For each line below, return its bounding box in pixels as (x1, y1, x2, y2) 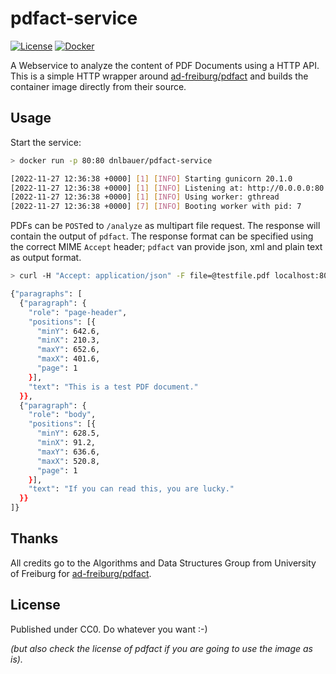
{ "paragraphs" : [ (10, 289, 83, 299)
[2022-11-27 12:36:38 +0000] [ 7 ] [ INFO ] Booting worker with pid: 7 (10, 202, 302, 212)
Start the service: (10, 136, 82, 148)
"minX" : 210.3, (36, 335, 101, 346)
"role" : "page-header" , (28, 307, 128, 317)
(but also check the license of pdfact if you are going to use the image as (10, 642, 313, 654)
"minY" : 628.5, (36, 428, 101, 439)
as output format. (10, 252, 82, 264)
